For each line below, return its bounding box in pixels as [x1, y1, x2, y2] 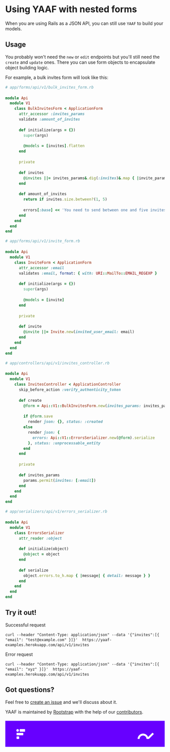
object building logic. [5, 64, 49, 70]
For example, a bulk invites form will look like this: [5, 74, 109, 80]
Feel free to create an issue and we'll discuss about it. [5, 699, 117, 705]
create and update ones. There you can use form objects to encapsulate [5, 59, 155, 65]
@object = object [23, 552, 60, 557]
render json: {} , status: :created [27, 419, 103, 425]
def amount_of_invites [18, 191, 67, 197]
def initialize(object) [18, 547, 69, 552]
